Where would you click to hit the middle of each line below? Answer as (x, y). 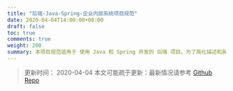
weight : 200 (24, 45)
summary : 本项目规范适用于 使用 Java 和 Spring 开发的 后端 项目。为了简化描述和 (115, 52)
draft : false (26, 26)
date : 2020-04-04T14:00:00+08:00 (55, 20)
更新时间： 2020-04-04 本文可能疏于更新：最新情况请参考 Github (118, 72)
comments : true (29, 39)
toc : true (21, 33)
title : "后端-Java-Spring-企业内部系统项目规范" (72, 13)
